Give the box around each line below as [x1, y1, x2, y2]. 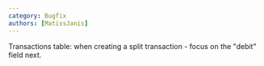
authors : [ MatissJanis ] [8, 19, 89, 27]
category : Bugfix [8, 11, 67, 20]
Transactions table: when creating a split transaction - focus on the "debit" [8, 41, 257, 51]
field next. [8, 50, 42, 60]
